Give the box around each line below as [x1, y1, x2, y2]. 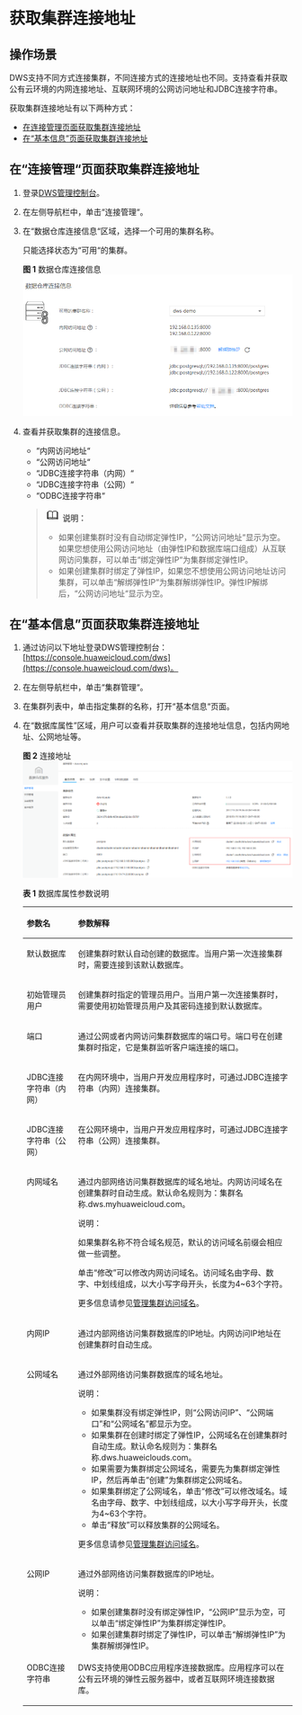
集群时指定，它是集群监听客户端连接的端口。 [77, 1042, 244, 1053]
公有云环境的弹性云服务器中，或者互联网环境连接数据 [77, 1674, 276, 1684]
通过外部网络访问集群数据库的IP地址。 [77, 1568, 219, 1579]
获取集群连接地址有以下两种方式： [9, 102, 136, 113]
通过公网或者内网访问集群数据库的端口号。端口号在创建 [77, 1030, 283, 1041]
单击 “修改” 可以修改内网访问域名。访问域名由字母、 [77, 1267, 267, 1278]
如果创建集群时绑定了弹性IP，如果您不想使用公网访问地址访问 [58, 565, 287, 576]
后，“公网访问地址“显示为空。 [58, 588, 168, 599]
